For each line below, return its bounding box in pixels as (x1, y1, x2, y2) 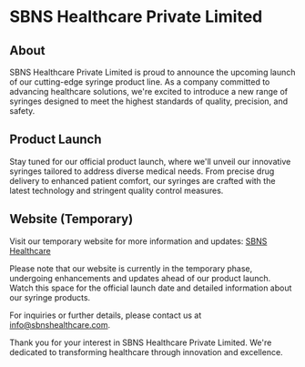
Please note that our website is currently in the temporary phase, (9, 262, 253, 274)
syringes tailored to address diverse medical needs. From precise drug (9, 166, 275, 177)
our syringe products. (9, 291, 91, 302)
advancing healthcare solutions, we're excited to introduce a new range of (9, 87, 289, 97)
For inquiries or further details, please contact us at (9, 310, 202, 321)
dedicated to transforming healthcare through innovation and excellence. (9, 346, 284, 357)
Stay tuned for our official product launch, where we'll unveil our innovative (9, 156, 291, 167)
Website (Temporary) (9, 211, 134, 227)
